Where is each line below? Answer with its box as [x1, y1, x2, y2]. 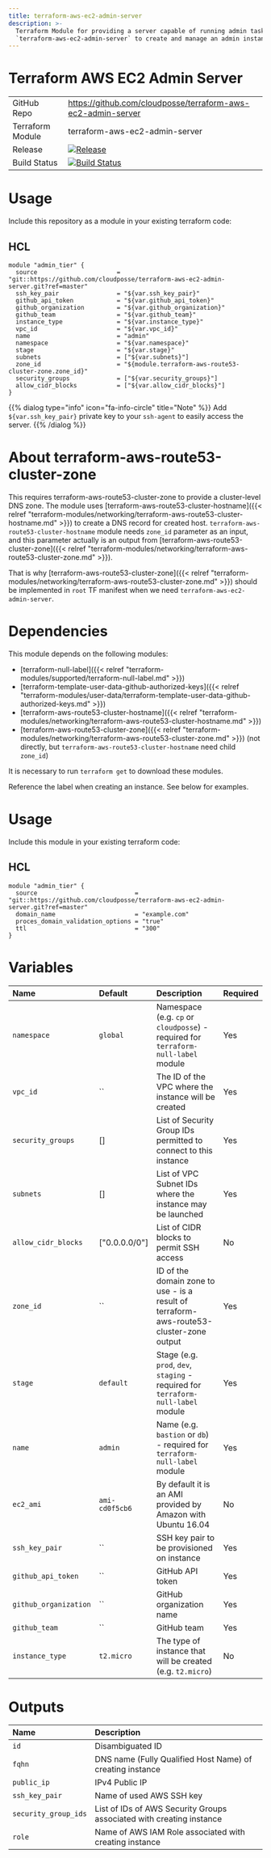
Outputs [8, 1698, 65, 1716]
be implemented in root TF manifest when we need [8, 585, 179, 595]
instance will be [156, 1091, 215, 1103]
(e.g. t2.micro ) [156, 1665, 212, 1677]
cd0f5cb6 [98, 1504, 132, 1513]
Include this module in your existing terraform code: [8, 836, 181, 846]
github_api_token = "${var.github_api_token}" [15, 296, 215, 304]
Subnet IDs [156, 1178, 198, 1189]
